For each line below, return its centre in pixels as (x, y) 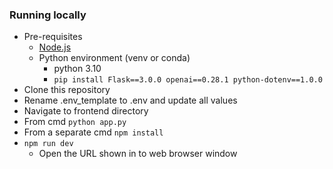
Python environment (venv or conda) (114, 58)
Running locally (48, 15)
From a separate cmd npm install (93, 132)
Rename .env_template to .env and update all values (130, 100)
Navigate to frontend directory (86, 111)
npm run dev (48, 144)
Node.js (55, 47)
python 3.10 (77, 69)
